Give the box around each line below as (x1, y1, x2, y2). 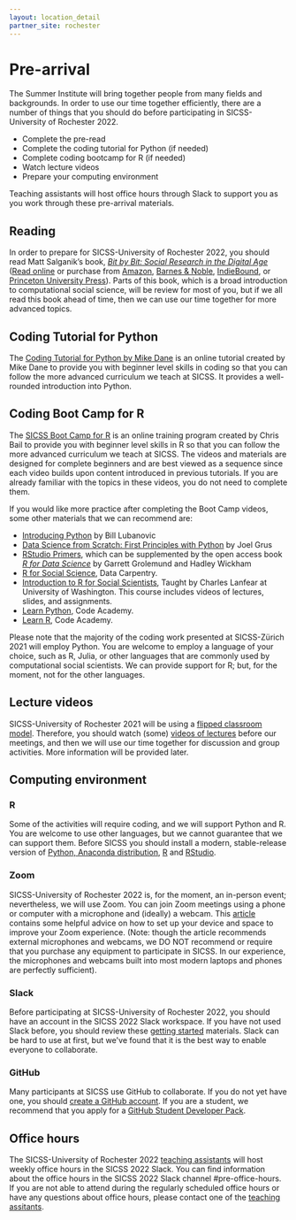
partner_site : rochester (9, 21, 101, 30)
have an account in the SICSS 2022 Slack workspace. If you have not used (9, 1016, 281, 1026)
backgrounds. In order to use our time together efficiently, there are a (9, 98, 262, 109)
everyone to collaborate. (9, 1044, 99, 1055)
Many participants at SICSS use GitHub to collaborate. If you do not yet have (9, 1086, 287, 1097)
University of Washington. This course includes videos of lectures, (21, 586, 264, 597)
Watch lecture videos (21, 162, 100, 173)
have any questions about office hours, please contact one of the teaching (9, 1192, 281, 1203)
